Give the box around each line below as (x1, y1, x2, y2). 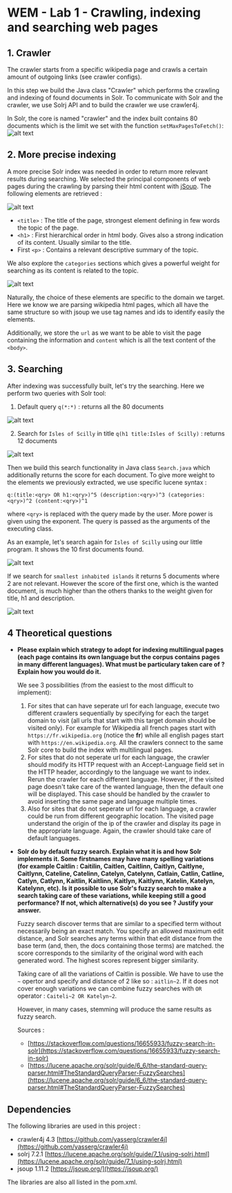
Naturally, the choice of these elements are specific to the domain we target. (7, 293, 225, 302)
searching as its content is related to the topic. (7, 266, 139, 275)
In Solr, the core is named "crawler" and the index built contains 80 (7, 114, 198, 122)
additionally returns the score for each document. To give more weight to (7, 470, 215, 479)
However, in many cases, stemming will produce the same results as (17, 1005, 212, 1014)
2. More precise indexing (7, 149, 116, 160)
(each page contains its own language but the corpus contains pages (17, 653, 220, 661)
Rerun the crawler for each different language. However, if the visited (27, 775, 224, 784)
